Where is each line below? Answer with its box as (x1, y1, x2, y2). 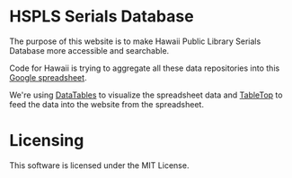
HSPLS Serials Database (9, 6, 195, 27)
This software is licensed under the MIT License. (9, 159, 190, 171)
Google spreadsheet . (9, 72, 87, 82)
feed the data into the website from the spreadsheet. (9, 98, 205, 109)
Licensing (9, 131, 84, 151)
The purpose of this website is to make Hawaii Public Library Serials (9, 36, 261, 47)
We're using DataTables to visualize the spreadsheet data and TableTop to (9, 89, 283, 100)
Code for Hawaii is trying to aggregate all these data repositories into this (9, 63, 280, 73)
